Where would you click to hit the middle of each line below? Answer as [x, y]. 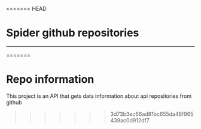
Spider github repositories [73, 33]
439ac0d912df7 [130, 120]
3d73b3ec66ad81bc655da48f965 [152, 114]
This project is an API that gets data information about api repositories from [99, 96]
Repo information [50, 79]
